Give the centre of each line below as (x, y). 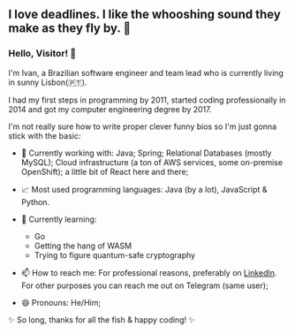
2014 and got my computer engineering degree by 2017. (110, 109)
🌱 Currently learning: (59, 219)
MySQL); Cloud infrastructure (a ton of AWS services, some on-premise (152, 162)
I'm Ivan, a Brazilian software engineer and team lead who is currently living (146, 72)
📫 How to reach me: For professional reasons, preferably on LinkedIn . (149, 272)
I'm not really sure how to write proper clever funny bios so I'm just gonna (143, 126)
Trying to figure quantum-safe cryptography (115, 254)
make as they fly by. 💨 (70, 29)
